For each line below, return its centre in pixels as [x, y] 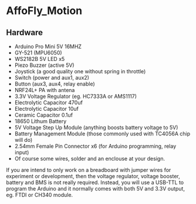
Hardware [24, 33]
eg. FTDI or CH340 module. [40, 195]
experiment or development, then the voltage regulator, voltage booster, [93, 176]
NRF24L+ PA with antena [45, 90]
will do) [23, 140]
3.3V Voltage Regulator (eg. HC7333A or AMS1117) [75, 96]
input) [22, 152]
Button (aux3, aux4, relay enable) [55, 84]
